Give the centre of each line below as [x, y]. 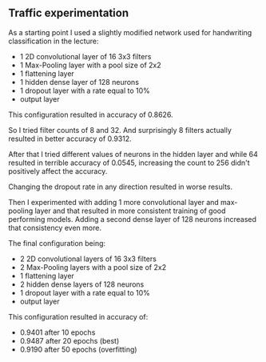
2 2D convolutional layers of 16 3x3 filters [88, 259]
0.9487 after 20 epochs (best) [69, 340]
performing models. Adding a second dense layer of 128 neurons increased [133, 219]
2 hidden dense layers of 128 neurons [82, 284]
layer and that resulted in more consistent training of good [130, 211]
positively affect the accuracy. [58, 171]
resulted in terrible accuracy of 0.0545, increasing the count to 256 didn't [129, 163]
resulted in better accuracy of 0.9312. [70, 139]
